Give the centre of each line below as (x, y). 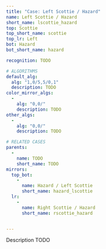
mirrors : (17, 169)
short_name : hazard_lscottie (57, 191)
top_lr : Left (22, 39)
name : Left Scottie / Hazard (42, 17)
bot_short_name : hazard (35, 50)
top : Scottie (22, 28)
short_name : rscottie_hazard (57, 213)
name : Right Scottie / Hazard (58, 207)
